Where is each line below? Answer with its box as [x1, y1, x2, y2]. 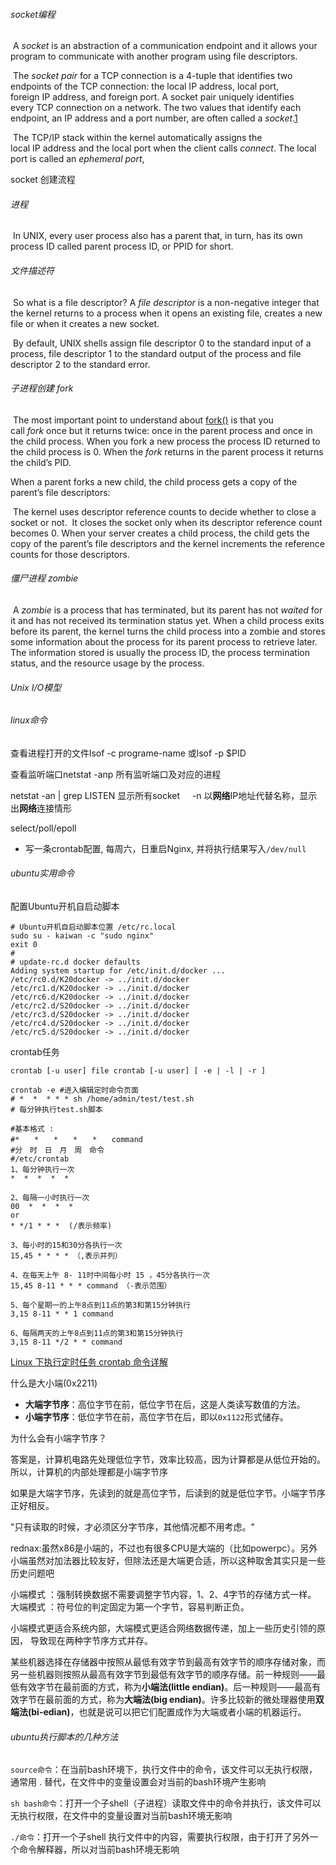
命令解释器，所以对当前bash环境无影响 [18, 1844, 180, 1856]
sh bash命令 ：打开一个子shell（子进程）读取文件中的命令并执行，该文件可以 [10, 1797, 322, 1809]
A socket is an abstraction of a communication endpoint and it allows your [12, 40, 318, 52]
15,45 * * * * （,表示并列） [10, 1251, 123, 1261]
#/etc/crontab [10, 1154, 70, 1164]
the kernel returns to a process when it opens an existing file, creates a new [10, 307, 323, 319]
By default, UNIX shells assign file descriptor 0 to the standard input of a [12, 337, 312, 349]
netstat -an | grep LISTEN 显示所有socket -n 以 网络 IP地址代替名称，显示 [10, 789, 318, 801]
